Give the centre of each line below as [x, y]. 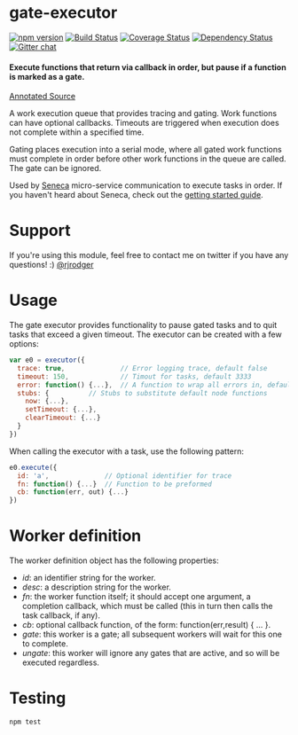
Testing [38, 698]
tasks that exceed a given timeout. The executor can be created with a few [145, 334]
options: [24, 344]
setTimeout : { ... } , [61, 410]
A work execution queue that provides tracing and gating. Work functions [143, 113]
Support [40, 231]
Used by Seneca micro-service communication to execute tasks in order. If [146, 185]
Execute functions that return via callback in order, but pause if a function [148, 67]
